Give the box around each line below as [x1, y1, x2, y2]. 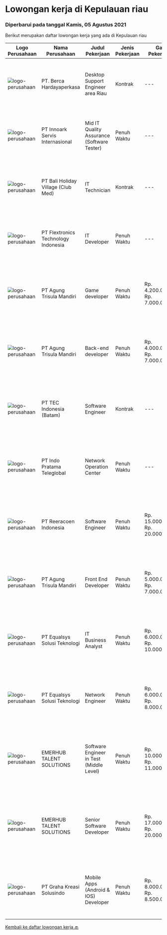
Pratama [41, 463, 61, 470]
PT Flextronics [41, 229, 76, 236]
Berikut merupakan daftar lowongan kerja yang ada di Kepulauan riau [5, 32, 147, 38]
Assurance [84, 132, 110, 139]
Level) [84, 768, 99, 775]
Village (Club [41, 184, 72, 191]
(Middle [84, 762, 103, 768]
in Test [84, 756, 101, 763]
